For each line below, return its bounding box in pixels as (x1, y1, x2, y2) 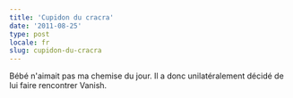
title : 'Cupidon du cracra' (9, 12, 115, 22)
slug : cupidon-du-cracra (9, 46, 102, 55)
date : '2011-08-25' (9, 21, 82, 30)
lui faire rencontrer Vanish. (9, 80, 108, 91)
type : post (9, 29, 50, 38)
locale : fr (9, 37, 50, 47)
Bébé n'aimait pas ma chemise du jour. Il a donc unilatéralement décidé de (9, 70, 284, 81)
